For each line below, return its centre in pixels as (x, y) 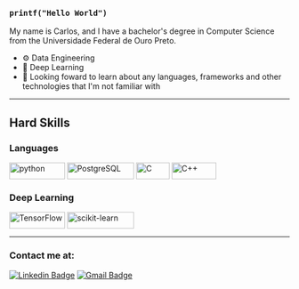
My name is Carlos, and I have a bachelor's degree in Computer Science (142, 31)
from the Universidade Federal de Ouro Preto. (93, 41)
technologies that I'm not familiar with (91, 86)
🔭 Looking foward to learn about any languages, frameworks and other (152, 77)
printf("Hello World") (58, 13)
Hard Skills (40, 122)
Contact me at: (42, 255)
